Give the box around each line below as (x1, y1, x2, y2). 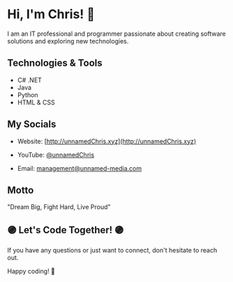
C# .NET (17, 76, 42, 84)
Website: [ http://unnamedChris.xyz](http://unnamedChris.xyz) (17, 136, 197, 146)
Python (17, 90, 38, 99)
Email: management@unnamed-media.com (17, 164, 142, 172)
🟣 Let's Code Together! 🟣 (7, 224, 124, 236)
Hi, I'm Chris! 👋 (7, 6, 96, 22)
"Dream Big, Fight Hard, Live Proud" (7, 203, 111, 211)
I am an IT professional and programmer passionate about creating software (7, 29, 226, 38)
